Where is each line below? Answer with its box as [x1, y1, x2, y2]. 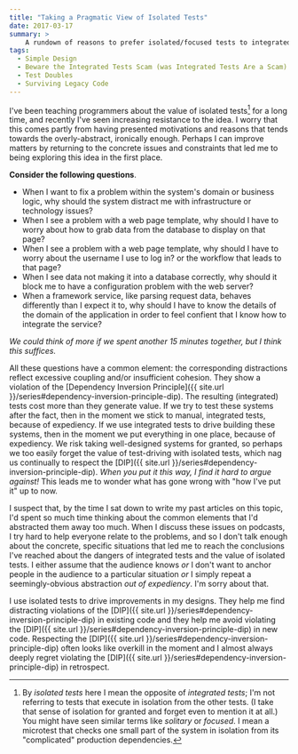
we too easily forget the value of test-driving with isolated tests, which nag [9, 448, 282, 459]
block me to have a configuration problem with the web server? [21, 281, 255, 292]
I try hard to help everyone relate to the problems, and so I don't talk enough [9, 531, 288, 542]
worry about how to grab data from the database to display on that [21, 224, 266, 236]
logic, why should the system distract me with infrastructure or [21, 197, 252, 207]
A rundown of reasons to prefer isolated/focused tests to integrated [25, 37, 292, 47]
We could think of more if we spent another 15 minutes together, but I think [9, 336, 282, 347]
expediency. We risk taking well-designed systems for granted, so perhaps [9, 438, 283, 449]
